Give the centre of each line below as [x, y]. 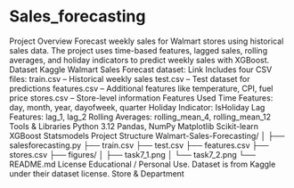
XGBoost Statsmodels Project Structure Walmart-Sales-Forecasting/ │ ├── [147, 135]
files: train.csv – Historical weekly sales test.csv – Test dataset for [130, 78]
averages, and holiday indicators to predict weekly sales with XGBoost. [139, 60]
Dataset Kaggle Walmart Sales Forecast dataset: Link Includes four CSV [141, 69]
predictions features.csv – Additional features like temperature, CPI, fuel [141, 88]
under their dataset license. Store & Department [97, 173]
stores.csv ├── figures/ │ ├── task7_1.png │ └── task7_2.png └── [133, 154]
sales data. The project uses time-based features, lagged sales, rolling [139, 50]
